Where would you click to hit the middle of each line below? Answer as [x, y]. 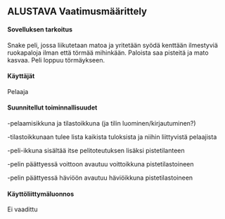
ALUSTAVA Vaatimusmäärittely [77, 12]
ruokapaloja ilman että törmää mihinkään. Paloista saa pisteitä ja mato [108, 53]
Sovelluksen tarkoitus [40, 29]
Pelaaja [18, 91]
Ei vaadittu [22, 209]
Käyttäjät [21, 76]
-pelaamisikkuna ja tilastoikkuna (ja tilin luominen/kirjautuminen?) [102, 123]
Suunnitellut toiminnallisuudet [52, 107]
